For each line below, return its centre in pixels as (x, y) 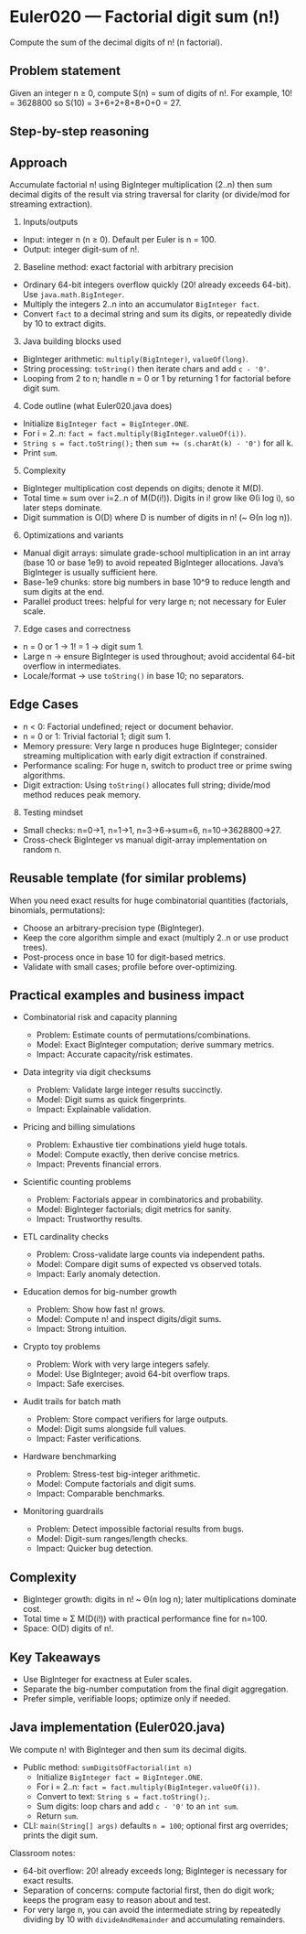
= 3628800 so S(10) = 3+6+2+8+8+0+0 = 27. (95, 102)
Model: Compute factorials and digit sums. (116, 1484)
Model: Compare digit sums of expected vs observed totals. (149, 1264)
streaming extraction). (51, 204)
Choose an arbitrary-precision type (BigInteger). (113, 928)
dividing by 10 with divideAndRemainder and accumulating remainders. (154, 1919)
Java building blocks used (72, 341)
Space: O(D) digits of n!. (68, 1628)
